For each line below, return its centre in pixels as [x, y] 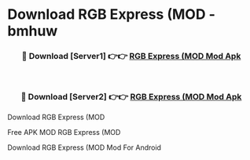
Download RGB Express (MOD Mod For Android [85, 147]
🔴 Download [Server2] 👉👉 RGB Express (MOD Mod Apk [131, 97]
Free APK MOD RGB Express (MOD [64, 132]
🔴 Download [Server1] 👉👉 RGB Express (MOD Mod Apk [131, 56]
